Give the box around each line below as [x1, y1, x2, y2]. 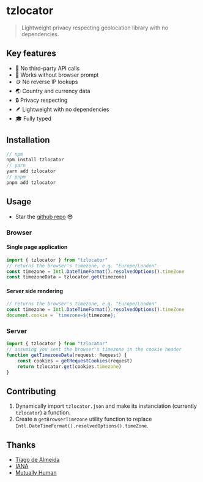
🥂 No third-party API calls [15, 64, 80, 72]
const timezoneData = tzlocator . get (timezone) [6, 274, 127, 280]
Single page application [6, 243, 68, 251]
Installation [6, 135, 50, 145]
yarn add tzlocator [6, 168, 56, 175]
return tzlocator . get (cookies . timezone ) [17, 363, 122, 370]
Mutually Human [15, 469, 57, 476]
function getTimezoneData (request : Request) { [6, 352, 127, 359]
